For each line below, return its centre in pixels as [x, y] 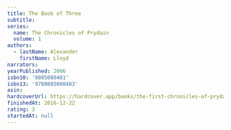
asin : [15, 90]
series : [18, 26]
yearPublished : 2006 [37, 71]
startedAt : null [30, 116]
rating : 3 [21, 109]
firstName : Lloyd [44, 58]
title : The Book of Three [44, 13]
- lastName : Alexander [46, 52]
